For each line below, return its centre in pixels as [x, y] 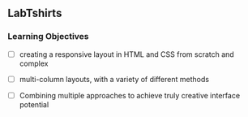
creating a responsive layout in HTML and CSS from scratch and [126, 54]
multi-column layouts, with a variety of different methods [114, 79]
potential [34, 104]
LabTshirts [35, 13]
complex [34, 63]
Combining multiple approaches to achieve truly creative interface [130, 95]
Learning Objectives [49, 37]
